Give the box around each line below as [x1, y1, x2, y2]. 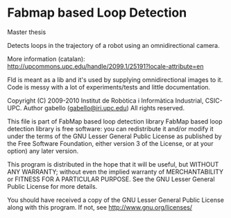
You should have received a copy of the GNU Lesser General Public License [7, 196, 224, 204]
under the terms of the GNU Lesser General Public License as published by [7, 132, 222, 140]
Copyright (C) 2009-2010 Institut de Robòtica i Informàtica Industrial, [7, 96, 204, 105]
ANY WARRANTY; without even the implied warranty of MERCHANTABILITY [7, 167, 224, 176]
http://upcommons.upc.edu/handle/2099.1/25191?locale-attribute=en [7, 62, 204, 70]
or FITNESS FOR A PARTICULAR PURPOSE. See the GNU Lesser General [7, 175, 215, 183]
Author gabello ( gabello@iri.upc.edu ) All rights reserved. [23, 103, 185, 112]
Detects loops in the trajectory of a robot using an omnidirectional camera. [7, 41, 220, 49]
